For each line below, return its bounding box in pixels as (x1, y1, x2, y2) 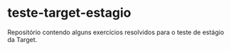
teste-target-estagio (7, 5, 131, 21)
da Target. (7, 35, 38, 43)
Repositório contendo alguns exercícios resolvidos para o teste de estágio (7, 28, 225, 36)
